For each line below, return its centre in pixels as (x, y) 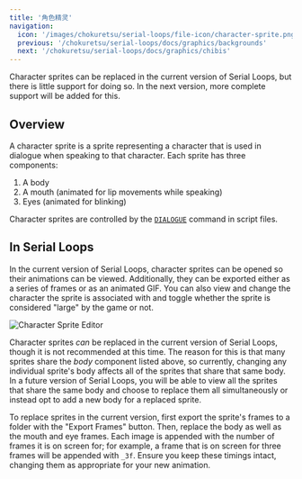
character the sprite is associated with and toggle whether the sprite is (140, 297)
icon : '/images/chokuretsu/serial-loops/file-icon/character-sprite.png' (158, 34)
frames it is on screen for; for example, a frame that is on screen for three (145, 446)
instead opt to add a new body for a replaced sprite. (106, 399)
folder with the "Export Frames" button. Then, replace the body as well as (146, 426)
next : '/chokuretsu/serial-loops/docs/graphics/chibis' (124, 51)
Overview (37, 124)
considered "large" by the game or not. (82, 307)
